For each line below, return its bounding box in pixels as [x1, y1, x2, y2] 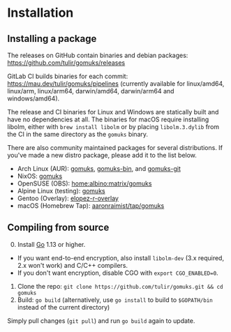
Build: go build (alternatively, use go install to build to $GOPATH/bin [17, 295, 213, 304]
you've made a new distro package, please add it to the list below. [7, 151, 198, 159]
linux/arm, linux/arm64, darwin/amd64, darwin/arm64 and [7, 87, 174, 95]
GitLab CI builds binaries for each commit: [7, 72, 128, 80]
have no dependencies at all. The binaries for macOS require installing [7, 115, 209, 123]
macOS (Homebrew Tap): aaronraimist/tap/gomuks [17, 202, 165, 210]
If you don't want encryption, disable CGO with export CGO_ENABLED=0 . [17, 269, 218, 277]
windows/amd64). [7, 94, 60, 103]
